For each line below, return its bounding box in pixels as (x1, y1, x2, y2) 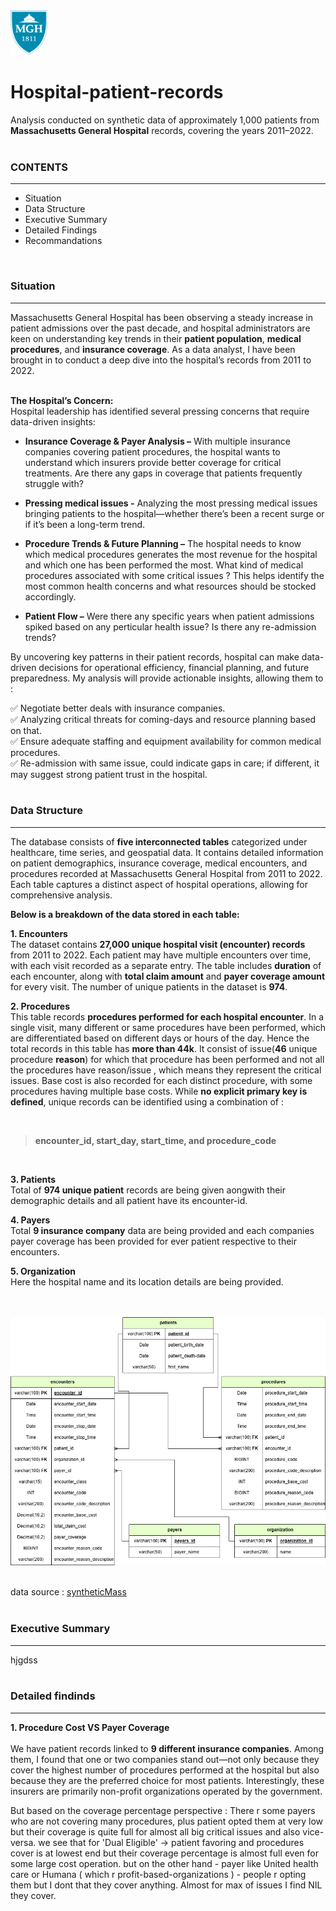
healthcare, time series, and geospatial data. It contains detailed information (10, 846, 324, 858)
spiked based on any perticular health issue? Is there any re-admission (24, 620, 317, 633)
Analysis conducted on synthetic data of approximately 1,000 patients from (10, 114, 320, 126)
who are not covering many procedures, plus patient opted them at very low (10, 1815, 324, 1827)
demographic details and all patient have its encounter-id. (10, 1194, 248, 1206)
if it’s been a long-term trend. (24, 518, 146, 530)
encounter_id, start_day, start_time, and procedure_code (34, 1134, 277, 1146)
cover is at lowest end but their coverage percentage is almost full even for (10, 1847, 320, 1859)
